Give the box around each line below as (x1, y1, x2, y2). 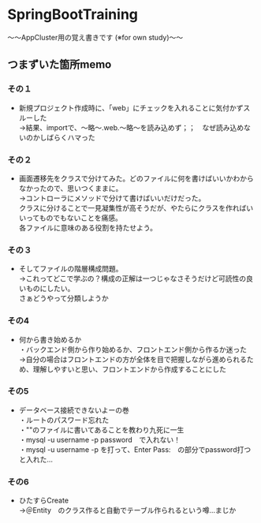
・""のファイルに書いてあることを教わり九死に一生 (18, 424, 185, 435)
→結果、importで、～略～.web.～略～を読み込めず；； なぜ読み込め (18, 122, 244, 132)
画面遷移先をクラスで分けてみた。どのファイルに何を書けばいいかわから (18, 174, 254, 183)
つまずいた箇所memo (7, 58, 112, 72)
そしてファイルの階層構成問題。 (18, 264, 123, 274)
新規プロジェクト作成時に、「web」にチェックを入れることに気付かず (18, 103, 244, 112)
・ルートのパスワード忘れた (18, 415, 110, 424)
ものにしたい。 (25, 284, 75, 293)
